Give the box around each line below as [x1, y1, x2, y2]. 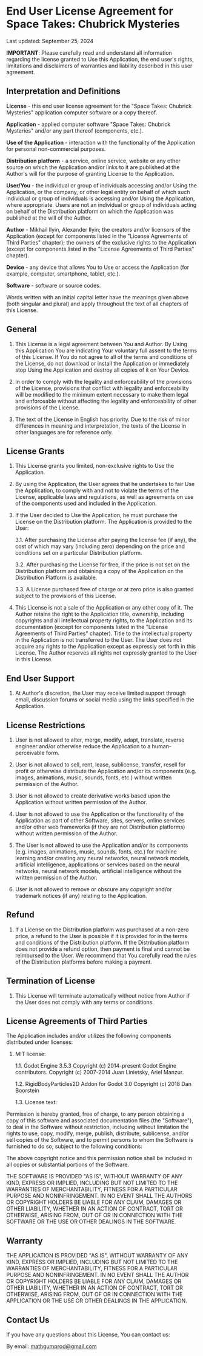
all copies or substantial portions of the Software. [6, 1161, 129, 1169]
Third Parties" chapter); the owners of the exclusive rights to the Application [6, 238, 197, 246]
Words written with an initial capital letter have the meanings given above [6, 293, 189, 301]
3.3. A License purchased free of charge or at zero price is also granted [15, 586, 194, 593]
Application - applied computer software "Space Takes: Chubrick [6, 120, 171, 128]
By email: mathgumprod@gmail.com [6, 1343, 97, 1350]
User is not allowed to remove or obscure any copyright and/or [15, 886, 172, 892]
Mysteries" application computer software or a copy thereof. [6, 108, 158, 116]
